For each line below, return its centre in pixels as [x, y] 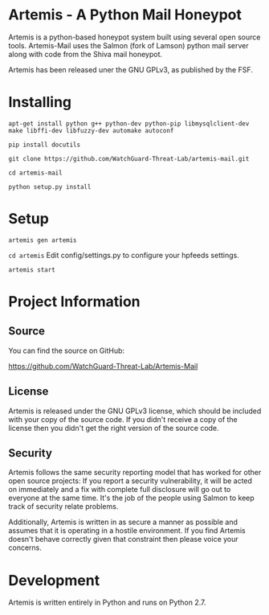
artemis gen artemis [43, 240]
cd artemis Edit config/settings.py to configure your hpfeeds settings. [124, 255]
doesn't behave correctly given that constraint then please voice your [123, 539]
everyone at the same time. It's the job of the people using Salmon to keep [131, 498]
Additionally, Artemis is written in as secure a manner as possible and [123, 522]
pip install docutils [45, 145]
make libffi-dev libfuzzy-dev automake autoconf [91, 130]
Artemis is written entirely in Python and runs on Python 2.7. [107, 603]
